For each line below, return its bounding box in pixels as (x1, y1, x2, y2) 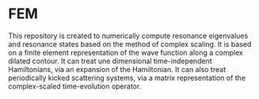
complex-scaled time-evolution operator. (8, 81, 142, 91)
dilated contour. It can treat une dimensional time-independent (8, 56, 212, 66)
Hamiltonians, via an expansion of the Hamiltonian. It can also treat (8, 64, 226, 74)
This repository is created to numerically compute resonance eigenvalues (8, 31, 249, 40)
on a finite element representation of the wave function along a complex (8, 48, 243, 57)
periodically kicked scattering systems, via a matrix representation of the (8, 73, 246, 82)
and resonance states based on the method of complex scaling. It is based (8, 39, 252, 48)
